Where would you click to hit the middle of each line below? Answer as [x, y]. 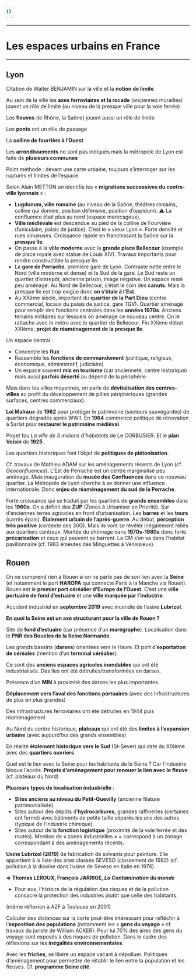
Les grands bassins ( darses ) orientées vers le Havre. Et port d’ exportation [96, 647]
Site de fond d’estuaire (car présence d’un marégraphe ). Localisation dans [97, 630]
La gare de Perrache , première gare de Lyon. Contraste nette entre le [98, 267]
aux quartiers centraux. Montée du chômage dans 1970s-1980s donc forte [96, 532]
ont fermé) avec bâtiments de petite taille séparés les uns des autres [97, 818]
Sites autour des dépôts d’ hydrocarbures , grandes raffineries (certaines [101, 811]
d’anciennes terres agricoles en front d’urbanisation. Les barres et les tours [97, 513]
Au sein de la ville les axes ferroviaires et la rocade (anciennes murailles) [94, 100]
